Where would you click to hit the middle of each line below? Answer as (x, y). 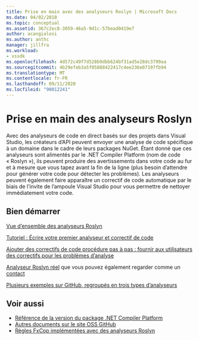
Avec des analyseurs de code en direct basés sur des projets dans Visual (96, 136)
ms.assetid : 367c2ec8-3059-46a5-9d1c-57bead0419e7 (70, 28)
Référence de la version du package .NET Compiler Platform (89, 318)
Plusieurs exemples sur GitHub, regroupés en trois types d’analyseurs (92, 285)
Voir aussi (25, 304)
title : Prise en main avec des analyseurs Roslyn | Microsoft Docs (92, 12)
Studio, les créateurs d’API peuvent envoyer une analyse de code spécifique (100, 142)
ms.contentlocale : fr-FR (37, 78)
